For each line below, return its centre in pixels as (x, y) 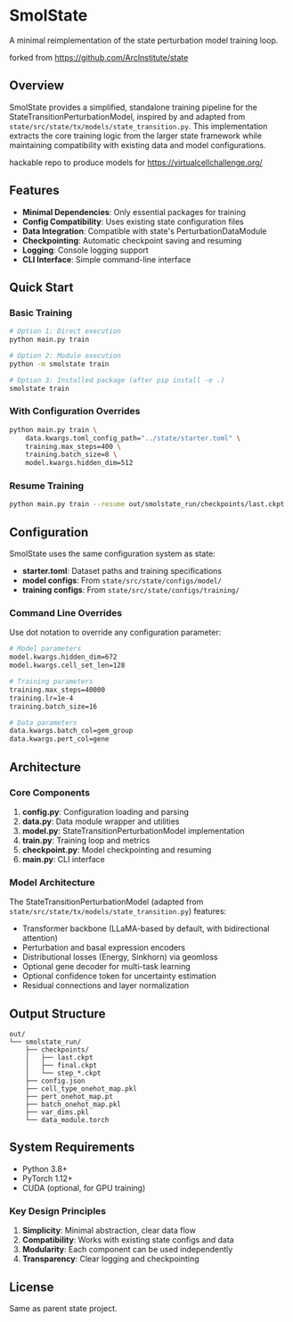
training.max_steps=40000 (57, 690)
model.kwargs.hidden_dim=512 (79, 463)
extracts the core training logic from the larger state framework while (136, 136)
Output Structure (57, 1014)
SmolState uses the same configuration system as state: (112, 553)
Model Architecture (52, 882)
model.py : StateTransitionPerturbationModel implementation (133, 830)
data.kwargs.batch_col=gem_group (71, 731)
